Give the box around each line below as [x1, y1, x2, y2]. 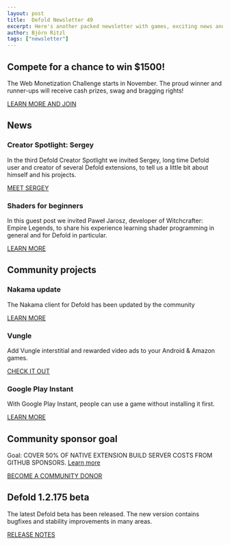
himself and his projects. [7, 170, 77, 178]
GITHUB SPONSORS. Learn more [7, 459, 101, 467]
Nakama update [7, 285, 62, 294]
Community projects [7, 264, 97, 276]
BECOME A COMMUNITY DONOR [7, 472, 103, 480]
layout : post [7, 10, 44, 17]
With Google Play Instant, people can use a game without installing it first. [7, 399, 215, 408]
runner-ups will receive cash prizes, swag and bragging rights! [7, 86, 184, 95]
